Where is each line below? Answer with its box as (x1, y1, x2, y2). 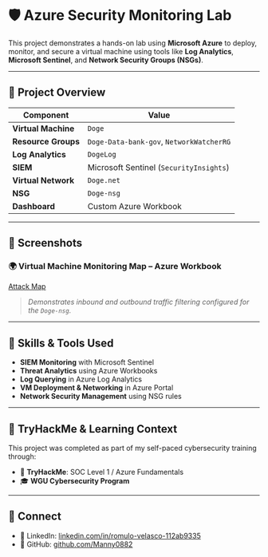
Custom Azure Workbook (87, 200, 182, 211)
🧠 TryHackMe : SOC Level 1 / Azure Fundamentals (19, 468, 184, 477)
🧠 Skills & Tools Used (8, 336, 114, 350)
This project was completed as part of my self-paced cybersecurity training (8, 444, 257, 453)
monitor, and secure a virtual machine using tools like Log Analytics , (8, 46, 234, 56)
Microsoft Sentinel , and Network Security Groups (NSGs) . (8, 55, 203, 65)
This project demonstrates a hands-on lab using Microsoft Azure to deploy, (8, 38, 258, 48)
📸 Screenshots (8, 236, 83, 250)
